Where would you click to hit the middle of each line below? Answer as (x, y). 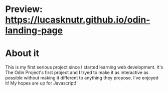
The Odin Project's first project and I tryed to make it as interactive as (77, 72)
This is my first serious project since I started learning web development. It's (84, 67)
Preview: (24, 9)
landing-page (34, 30)
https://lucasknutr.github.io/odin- (78, 20)
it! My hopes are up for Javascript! (41, 83)
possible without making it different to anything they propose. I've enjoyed (82, 78)
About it (22, 53)
